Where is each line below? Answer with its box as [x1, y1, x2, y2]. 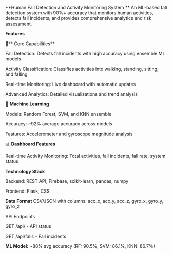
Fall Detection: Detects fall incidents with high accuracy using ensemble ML [5, 51, 165, 56]
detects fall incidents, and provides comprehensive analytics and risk [5, 15, 152, 21]
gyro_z [5, 203, 20, 209]
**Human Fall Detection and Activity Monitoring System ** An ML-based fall [5, 5, 167, 10]
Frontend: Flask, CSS [5, 188, 50, 194]
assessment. [5, 20, 32, 27]
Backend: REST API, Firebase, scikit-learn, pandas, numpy [5, 178, 129, 184]
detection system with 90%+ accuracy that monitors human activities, [5, 10, 154, 16]
